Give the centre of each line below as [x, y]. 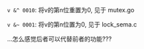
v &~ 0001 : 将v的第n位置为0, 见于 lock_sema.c [72, 24]
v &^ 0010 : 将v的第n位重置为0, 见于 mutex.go [71, 10]
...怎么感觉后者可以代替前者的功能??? [59, 39]
